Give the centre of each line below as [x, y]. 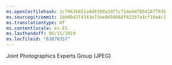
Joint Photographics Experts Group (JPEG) [59, 56]
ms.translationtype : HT [36, 22]
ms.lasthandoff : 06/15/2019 [41, 34]
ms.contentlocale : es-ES [37, 28]
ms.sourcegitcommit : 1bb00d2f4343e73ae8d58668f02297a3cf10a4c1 [86, 17]
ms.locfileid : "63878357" [38, 39]
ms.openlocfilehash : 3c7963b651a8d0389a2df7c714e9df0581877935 [86, 12]
